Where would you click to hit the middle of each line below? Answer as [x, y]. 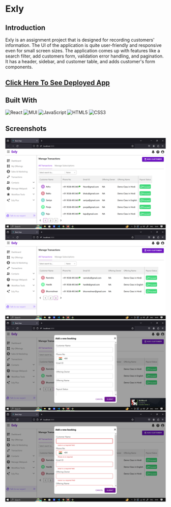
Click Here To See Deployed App [58, 83]
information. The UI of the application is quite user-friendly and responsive [83, 45]
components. [19, 67]
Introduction [25, 28]
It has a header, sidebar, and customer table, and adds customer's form [80, 61]
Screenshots [26, 129]
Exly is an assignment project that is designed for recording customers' [80, 40]
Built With [21, 100]
